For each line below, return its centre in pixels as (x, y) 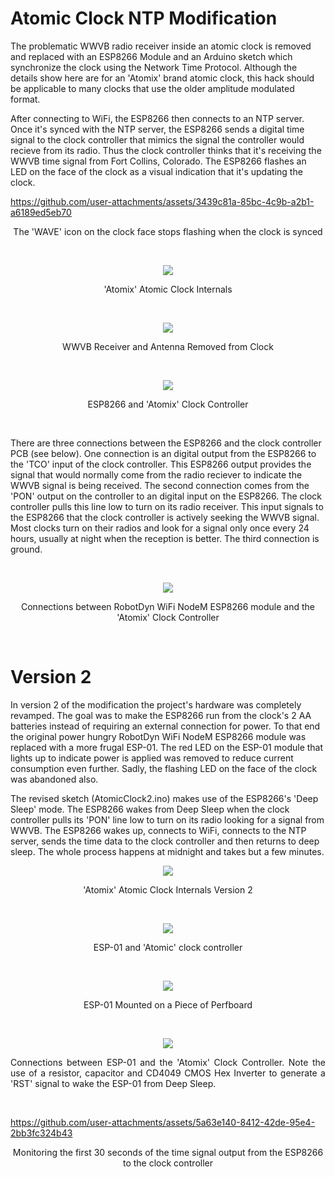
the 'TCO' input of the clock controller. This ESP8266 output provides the (161, 464)
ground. (26, 549)
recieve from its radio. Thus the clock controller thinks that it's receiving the (166, 150)
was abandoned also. (54, 779)
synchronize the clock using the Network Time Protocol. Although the (154, 67)
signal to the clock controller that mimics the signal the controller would (157, 139)
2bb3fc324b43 (41, 1133)
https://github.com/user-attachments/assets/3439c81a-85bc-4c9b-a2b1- (162, 201)
